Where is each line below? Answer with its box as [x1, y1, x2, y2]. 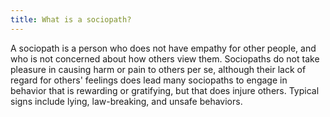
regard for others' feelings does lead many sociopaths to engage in [10, 74, 288, 86]
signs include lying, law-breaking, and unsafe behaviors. [10, 95, 243, 107]
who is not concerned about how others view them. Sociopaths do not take [10, 52, 320, 65]
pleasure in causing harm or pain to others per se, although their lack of [10, 63, 307, 75]
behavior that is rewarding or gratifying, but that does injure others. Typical [10, 84, 320, 96]
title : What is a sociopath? [10, 14, 132, 25]
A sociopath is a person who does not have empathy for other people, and [10, 42, 317, 54]
